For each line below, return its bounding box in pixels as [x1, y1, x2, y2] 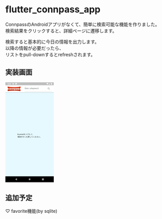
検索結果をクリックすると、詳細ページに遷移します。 [5, 27, 117, 34]
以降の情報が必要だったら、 [5, 45, 64, 51]
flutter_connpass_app [5, 4, 101, 15]
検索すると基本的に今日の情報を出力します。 [5, 39, 99, 45]
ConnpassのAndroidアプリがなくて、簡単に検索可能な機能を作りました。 [5, 21, 160, 27]
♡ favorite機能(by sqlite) [5, 208, 57, 214]
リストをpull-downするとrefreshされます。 [5, 51, 96, 58]
